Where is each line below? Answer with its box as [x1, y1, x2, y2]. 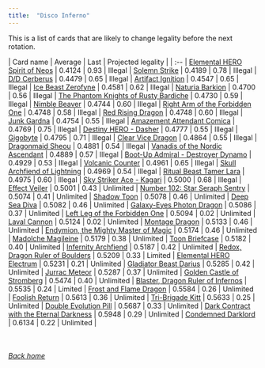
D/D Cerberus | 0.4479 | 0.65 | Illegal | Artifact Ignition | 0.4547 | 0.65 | [8, 74, 239, 83]
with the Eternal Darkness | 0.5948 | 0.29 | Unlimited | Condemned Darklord [8, 309, 256, 319]
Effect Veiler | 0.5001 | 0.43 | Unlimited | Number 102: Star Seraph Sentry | [8, 183, 251, 192]
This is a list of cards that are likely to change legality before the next [8, 33, 233, 43]
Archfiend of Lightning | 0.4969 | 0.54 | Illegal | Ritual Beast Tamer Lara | [8, 166, 245, 176]
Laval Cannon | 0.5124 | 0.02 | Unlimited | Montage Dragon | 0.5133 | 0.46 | [8, 217, 253, 226]
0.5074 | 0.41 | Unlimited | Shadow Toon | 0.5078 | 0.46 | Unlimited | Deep [8, 192, 249, 201]
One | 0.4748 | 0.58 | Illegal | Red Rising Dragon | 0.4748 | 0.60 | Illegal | [8, 108, 244, 117]
